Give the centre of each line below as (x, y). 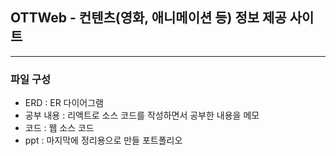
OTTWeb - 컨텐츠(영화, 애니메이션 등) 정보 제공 (148, 18)
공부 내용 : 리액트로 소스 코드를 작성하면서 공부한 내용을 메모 (142, 115)
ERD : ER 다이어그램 (64, 103)
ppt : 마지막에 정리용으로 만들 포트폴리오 (103, 140)
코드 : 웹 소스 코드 (59, 128)
